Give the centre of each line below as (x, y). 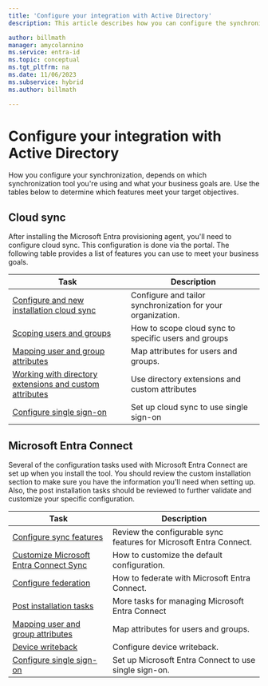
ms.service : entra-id (44, 53)
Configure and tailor (168, 295)
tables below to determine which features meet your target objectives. (124, 192)
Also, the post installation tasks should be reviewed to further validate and (130, 491)
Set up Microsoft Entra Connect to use (184, 660)
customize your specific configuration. (72, 499)
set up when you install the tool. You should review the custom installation (130, 473)
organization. (155, 315)
